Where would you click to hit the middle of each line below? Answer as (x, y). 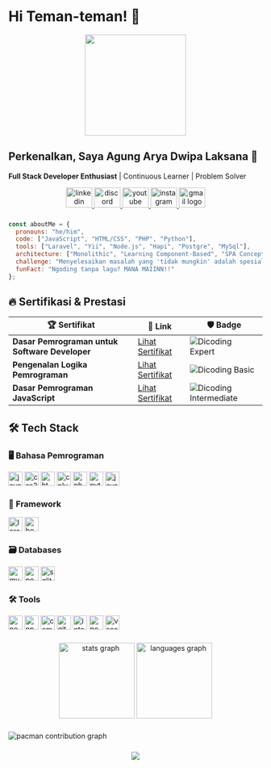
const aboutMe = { (39, 224)
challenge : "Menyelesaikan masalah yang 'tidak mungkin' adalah (126, 262)
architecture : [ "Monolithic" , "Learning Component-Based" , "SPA (126, 254)
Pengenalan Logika (50, 365)
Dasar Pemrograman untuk (65, 342)
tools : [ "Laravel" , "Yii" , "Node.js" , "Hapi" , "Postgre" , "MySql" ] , (133, 247)
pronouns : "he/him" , (50, 232)
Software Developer (52, 352)
